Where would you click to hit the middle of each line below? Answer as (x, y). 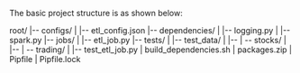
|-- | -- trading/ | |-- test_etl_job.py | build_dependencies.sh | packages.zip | (151, 50)
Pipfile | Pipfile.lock (45, 59)
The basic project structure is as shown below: (96, 13)
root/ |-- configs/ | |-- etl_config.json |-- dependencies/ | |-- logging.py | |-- (150, 30)
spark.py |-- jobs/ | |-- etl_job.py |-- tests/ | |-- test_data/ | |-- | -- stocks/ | (148, 40)
